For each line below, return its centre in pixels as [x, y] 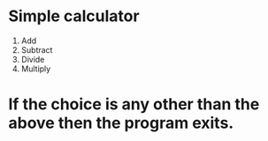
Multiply [36, 69]
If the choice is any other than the [134, 104]
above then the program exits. [121, 123]
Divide [33, 59]
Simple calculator [74, 16]
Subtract [37, 49]
